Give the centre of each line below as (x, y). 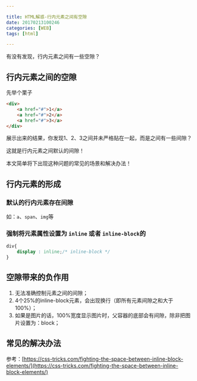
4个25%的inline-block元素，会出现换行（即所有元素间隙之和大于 (94, 300)
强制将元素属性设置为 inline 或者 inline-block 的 (76, 234)
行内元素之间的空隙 (41, 77)
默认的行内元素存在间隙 (40, 202)
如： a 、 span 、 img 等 (30, 217)
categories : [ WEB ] (29, 28)
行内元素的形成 (34, 184)
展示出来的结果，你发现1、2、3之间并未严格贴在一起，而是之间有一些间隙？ (99, 138)
